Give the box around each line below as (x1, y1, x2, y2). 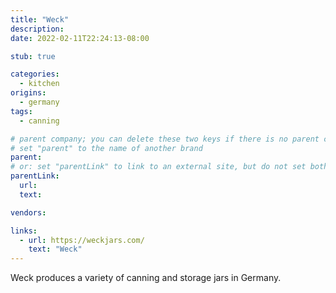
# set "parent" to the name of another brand (10, 143, 203, 153)
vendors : (10, 207, 47, 218)
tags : (10, 106, 33, 116)
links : (10, 226, 38, 236)
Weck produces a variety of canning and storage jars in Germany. (10, 272, 282, 284)
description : (10, 24, 65, 34)
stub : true (10, 51, 56, 61)
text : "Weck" (28, 244, 83, 255)
